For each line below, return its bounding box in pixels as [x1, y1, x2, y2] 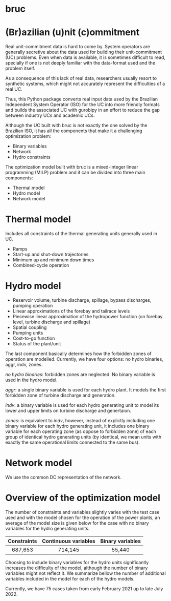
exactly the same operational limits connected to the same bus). [5, 439, 140, 445]
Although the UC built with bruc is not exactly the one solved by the [5, 122, 148, 129]
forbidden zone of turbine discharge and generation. [5, 392, 116, 398]
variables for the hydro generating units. [5, 525, 90, 531]
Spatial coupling [12, 324, 47, 330]
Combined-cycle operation [12, 262, 69, 268]
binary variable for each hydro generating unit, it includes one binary [5, 423, 150, 429]
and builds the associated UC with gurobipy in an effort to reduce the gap [5, 107, 160, 113]
